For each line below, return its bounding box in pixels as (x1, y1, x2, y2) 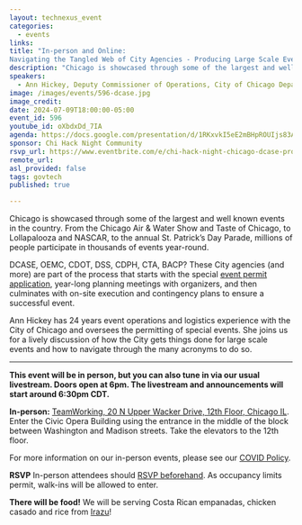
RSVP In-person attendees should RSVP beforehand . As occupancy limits (9, 470, 282, 481)
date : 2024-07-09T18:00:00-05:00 (9, 105, 135, 114)
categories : (9, 22, 54, 31)
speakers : (9, 72, 47, 81)
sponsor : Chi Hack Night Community (9, 139, 143, 148)
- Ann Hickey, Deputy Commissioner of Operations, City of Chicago (17, 80, 276, 89)
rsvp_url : (9, 147, 47, 156)
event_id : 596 (9, 113, 63, 122)
